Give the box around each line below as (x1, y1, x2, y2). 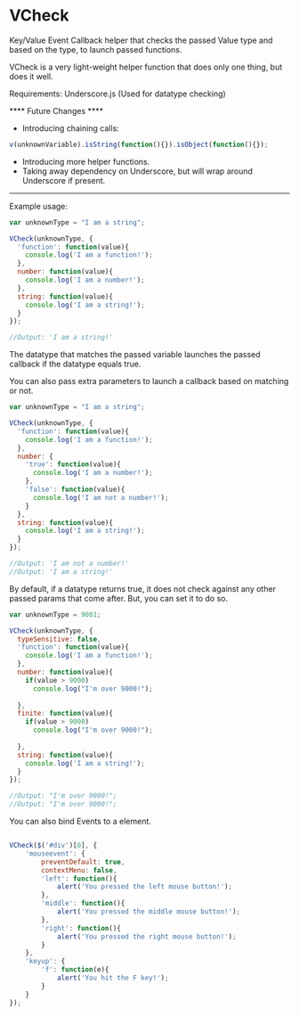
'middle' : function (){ (41, 899, 125, 908)
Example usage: (9, 201, 69, 211)
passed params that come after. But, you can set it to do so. (9, 593, 229, 603)
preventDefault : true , (41, 857, 125, 866)
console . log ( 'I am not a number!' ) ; (32, 493, 169, 502)
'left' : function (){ (41, 874, 117, 883)
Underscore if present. (21, 175, 106, 185)
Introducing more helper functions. (21, 156, 150, 167)
